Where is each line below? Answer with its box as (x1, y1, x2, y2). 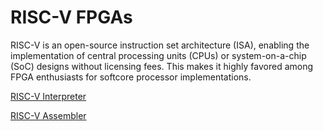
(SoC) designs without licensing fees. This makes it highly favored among (10, 60, 314, 72)
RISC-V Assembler (10, 109, 87, 121)
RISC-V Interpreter (10, 90, 87, 102)
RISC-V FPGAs (10, 6, 133, 29)
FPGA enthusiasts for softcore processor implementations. (10, 71, 252, 83)
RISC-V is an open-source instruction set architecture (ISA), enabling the (10, 39, 310, 51)
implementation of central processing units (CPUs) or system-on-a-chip (10, 49, 307, 61)
